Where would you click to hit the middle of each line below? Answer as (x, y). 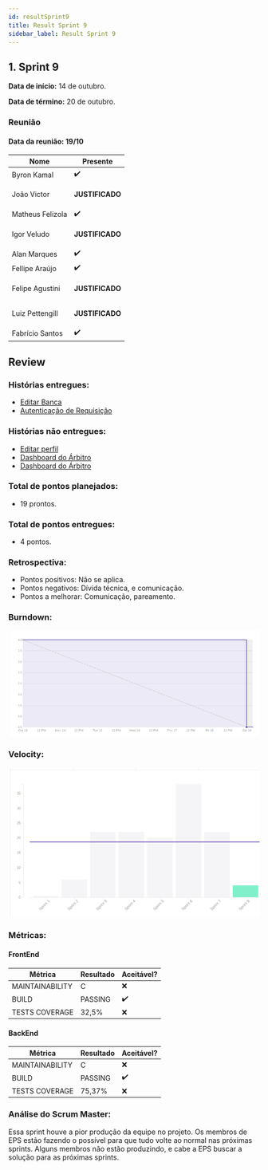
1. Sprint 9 (34, 67)
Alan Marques (34, 254)
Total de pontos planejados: (63, 487)
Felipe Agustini (36, 288)
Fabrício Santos (37, 333)
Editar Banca (41, 402)
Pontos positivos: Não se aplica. (73, 580)
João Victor (31, 195)
